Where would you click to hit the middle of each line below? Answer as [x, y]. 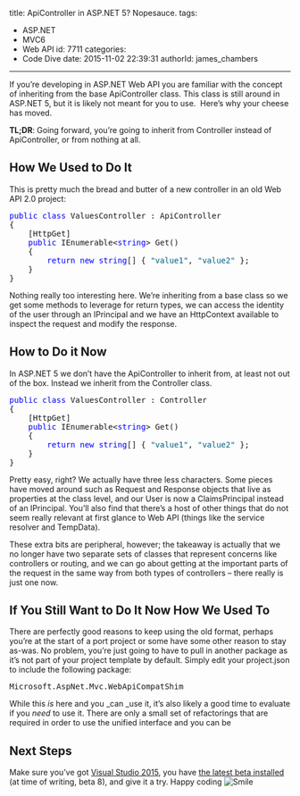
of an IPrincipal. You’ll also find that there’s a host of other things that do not [149, 507]
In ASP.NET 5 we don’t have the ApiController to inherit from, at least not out [150, 373]
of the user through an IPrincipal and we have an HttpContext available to [144, 314]
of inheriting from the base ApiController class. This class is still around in [145, 94]
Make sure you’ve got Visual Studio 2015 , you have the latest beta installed [147, 773]
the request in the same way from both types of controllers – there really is [146, 573]
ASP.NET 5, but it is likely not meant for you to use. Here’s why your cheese [149, 103]
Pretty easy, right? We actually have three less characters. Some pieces [141, 479]
